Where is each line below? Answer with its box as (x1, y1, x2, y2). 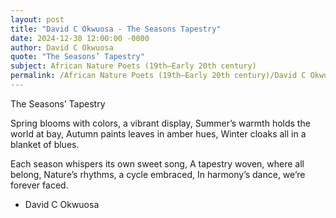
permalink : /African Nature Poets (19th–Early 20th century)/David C (10, 71, 307, 81)
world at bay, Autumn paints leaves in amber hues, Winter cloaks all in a (10, 127, 307, 140)
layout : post (10, 14, 65, 25)
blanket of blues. (10, 138, 80, 150)
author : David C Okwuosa (10, 42, 114, 53)
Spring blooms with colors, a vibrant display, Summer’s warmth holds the (10, 117, 311, 129)
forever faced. (10, 179, 69, 191)
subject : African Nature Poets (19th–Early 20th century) (10, 61, 257, 71)
